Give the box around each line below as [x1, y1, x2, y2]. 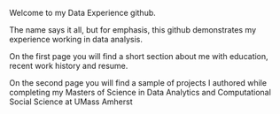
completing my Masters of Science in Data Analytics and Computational [9, 87, 272, 97]
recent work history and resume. [9, 61, 128, 71]
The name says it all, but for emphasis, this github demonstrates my [9, 25, 257, 34]
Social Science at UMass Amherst [9, 96, 133, 107]
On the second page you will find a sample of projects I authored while [9, 78, 268, 87]
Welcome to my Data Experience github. [9, 8, 157, 18]
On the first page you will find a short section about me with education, [9, 51, 268, 61]
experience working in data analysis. [9, 34, 144, 44]
